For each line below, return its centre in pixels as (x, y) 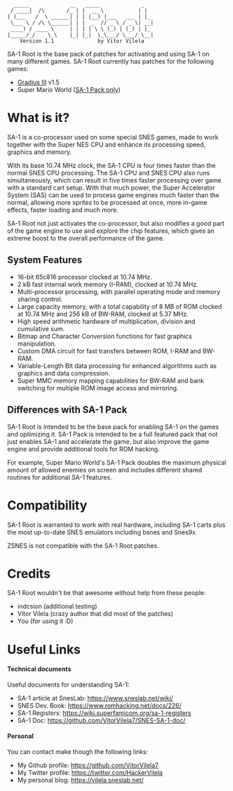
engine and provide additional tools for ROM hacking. (83, 449)
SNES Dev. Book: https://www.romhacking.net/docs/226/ (99, 705)
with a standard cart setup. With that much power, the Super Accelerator (111, 187)
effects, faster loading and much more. (63, 210)
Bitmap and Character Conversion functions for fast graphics (105, 336)
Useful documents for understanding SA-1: (69, 684)
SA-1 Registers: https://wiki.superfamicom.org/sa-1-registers (104, 713)
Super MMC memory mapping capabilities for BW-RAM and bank (111, 381)
